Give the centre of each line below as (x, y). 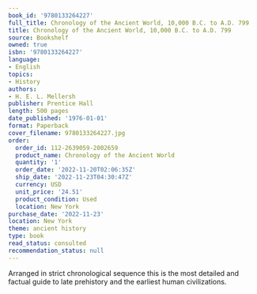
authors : (23, 89)
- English (25, 67)
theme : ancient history (47, 229)
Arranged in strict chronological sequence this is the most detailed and (124, 273)
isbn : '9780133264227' (45, 52)
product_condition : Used (56, 199)
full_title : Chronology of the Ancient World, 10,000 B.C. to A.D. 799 (128, 23)
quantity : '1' (38, 163)
